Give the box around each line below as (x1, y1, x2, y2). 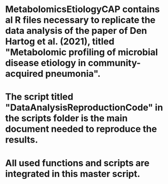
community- (88, 57, 141, 69)
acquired (5, 68, 44, 79)
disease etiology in (5, 57, 86, 69)
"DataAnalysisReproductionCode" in (5, 102, 163, 113)
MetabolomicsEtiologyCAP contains (5, 4, 160, 15)
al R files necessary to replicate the (5, 14, 155, 26)
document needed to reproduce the (5, 123, 157, 135)
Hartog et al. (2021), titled (5, 36, 115, 48)
